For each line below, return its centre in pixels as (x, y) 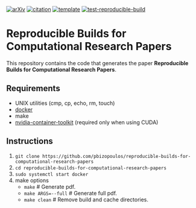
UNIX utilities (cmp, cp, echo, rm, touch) (65, 103)
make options (32, 180)
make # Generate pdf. (50, 186)
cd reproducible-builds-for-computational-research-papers (91, 168)
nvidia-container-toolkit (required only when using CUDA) (87, 122)
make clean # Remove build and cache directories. (86, 200)
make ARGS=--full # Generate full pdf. (71, 193)
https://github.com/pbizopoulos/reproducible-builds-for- (116, 156)
